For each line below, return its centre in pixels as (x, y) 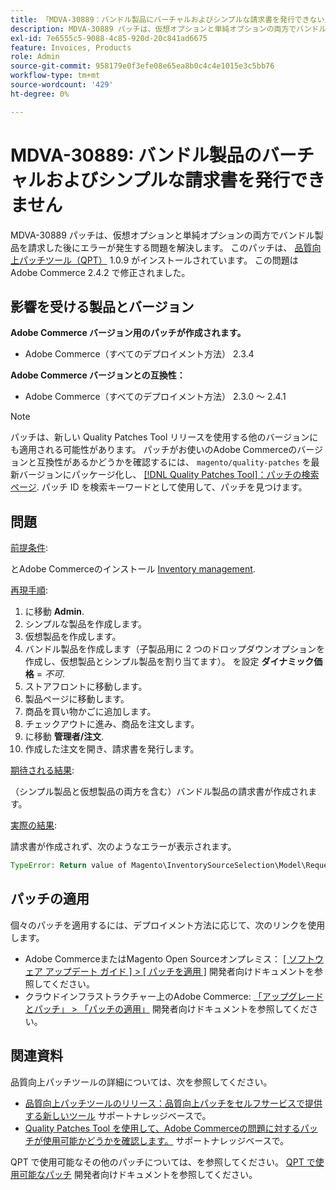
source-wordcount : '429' (62, 85)
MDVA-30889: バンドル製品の (136, 155)
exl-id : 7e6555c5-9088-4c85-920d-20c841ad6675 (109, 38)
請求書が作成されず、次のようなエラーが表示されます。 (123, 847)
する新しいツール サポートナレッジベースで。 (118, 1115)
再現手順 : (29, 590)
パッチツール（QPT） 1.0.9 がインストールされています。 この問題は (158, 260)
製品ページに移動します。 (77, 699)
